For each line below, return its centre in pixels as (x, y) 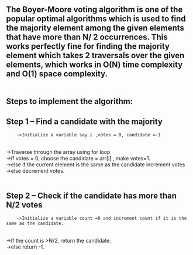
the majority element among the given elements (95, 28)
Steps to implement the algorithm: (70, 101)
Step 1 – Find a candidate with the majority (84, 121)
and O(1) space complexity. (57, 74)
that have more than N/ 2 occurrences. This (87, 37)
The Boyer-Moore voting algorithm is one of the (94, 10)
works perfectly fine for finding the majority (88, 46)
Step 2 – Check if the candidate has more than (92, 195)
